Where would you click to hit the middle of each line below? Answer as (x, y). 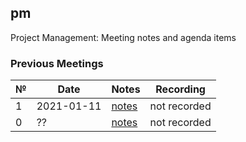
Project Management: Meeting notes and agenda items (123, 37)
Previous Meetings (57, 63)
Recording (180, 89)
